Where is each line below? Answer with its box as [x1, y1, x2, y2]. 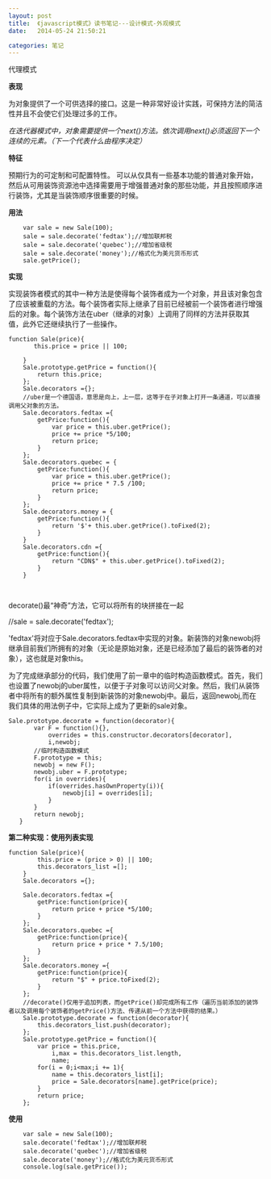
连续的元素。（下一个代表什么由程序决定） [8, 136, 147, 146]
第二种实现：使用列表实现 [8, 833, 94, 842]
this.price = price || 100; [33, 342, 128, 351]
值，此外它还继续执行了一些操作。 [8, 320, 122, 329]
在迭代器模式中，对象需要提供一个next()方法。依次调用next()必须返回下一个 [8, 126, 260, 136]
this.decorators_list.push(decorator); [37, 1022, 172, 1030]
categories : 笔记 [8, 41, 65, 49]
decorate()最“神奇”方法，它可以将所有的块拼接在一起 [8, 600, 184, 610]
